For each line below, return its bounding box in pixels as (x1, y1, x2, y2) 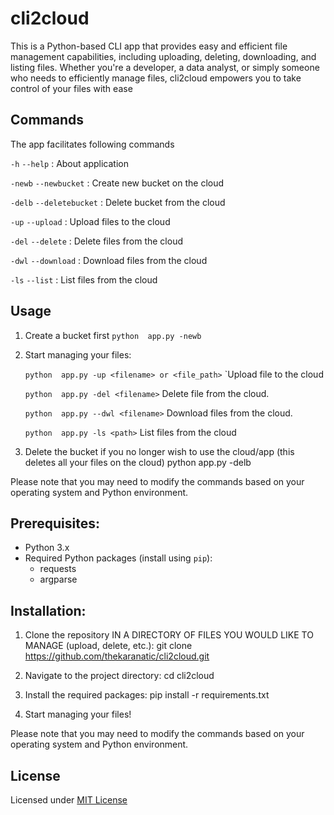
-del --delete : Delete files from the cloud (10, 235, 183, 247)
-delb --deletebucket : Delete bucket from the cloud (10, 196, 226, 208)
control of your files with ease (10, 82, 133, 94)
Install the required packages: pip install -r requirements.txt (24, 689, 270, 701)
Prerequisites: (10, 515, 100, 532)
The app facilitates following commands (10, 138, 175, 150)
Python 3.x (24, 542, 70, 554)
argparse (39, 573, 78, 586)
